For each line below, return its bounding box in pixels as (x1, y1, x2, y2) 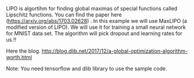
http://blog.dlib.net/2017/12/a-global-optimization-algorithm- (41, 48, 188, 55)
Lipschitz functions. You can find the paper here (6, 11, 122, 18)
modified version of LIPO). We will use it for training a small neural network (6, 23, 186, 30)
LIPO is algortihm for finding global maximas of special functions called (6, 5, 178, 12)
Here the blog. (6, 48, 41, 55)
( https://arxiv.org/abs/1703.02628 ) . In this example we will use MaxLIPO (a (6, 18, 187, 24)
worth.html (6, 54, 32, 60)
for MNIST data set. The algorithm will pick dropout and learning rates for (6, 30, 183, 37)
